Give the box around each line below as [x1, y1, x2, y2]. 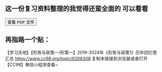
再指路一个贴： [5, 36, 50, 44]
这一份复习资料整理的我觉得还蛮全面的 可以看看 [5, 4, 148, 13]
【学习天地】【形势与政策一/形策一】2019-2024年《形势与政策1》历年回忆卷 [5, 49, 158, 55]
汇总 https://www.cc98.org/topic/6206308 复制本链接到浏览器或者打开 [5, 55, 148, 61]
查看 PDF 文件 [7, 19, 35, 25]
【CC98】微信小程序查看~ [5, 61, 59, 67]
